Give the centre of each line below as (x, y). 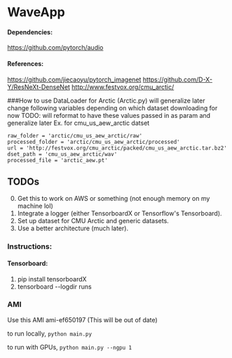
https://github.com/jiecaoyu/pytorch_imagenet (74, 79)
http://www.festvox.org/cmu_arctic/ (123, 87)
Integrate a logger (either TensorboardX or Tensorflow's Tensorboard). (120, 213)
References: (26, 63)
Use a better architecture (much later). (73, 228)
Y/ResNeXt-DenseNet (39, 87)
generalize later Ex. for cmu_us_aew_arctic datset (79, 123)
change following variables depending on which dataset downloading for (112, 108)
